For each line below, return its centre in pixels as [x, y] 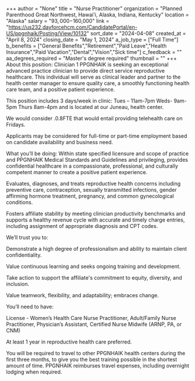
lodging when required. [34, 372]
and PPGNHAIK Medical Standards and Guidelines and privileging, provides [97, 160]
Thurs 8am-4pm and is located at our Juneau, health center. [91, 107]
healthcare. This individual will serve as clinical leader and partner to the [93, 77]
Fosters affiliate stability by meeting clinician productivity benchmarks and [96, 214]
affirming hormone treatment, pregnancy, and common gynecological [90, 196]
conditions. [20, 202]
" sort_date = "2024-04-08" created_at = [136, 33]
